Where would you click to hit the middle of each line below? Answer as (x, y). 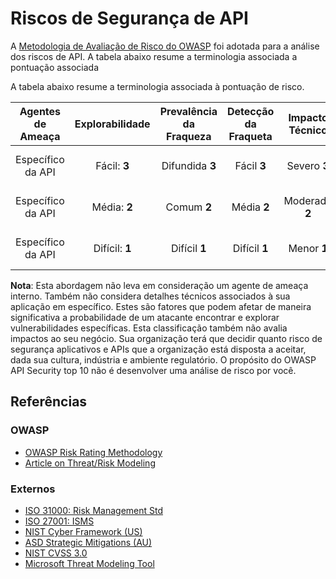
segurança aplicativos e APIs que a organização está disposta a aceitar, (158, 349)
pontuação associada (55, 67)
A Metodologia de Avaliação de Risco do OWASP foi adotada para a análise (165, 46)
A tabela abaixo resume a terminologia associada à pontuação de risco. (157, 86)
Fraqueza (189, 136)
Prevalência (188, 111)
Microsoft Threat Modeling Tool (89, 563)
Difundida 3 (189, 165)
